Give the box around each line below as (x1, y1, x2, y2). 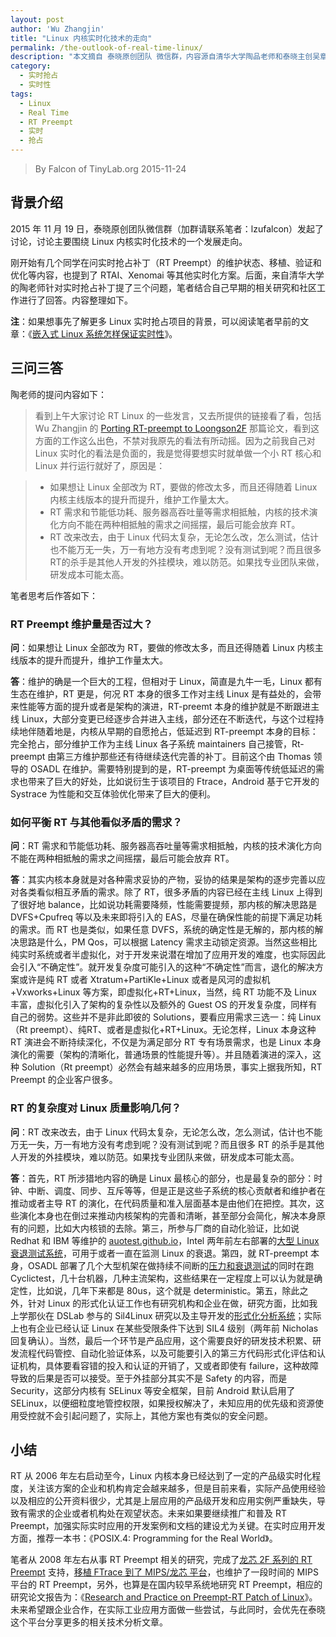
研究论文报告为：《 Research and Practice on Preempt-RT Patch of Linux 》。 (10, 1591, 318, 1603)
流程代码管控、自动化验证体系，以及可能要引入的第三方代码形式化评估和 (18, 1347, 317, 1359)
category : (10, 61, 52, 71)
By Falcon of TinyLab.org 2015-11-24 (34, 163, 187, 175)
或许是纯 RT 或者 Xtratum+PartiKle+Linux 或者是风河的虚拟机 (18, 974, 271, 986)
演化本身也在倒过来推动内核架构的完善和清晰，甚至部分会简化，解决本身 (18, 1209, 317, 1221)
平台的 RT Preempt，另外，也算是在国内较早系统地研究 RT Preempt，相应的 (10, 1579, 323, 1591)
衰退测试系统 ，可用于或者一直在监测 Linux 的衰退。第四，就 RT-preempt (10, 1247, 309, 1259)
